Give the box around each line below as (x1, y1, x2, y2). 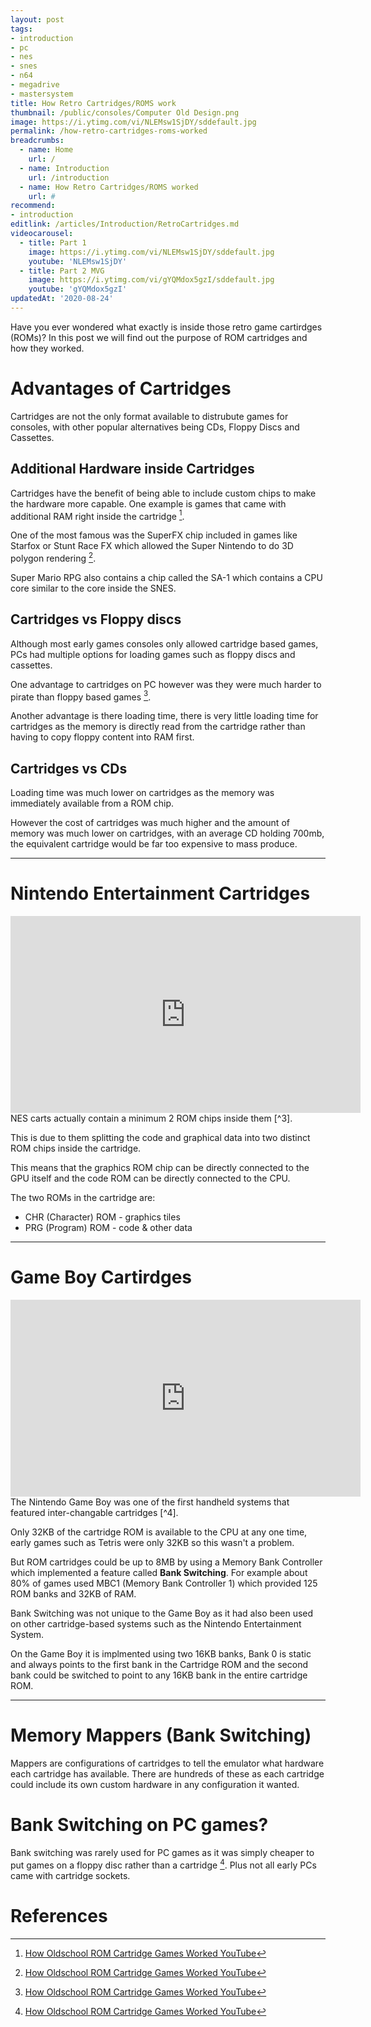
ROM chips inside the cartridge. (10, 1142, 142, 1155)
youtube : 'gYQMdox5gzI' (28, 284, 128, 295)
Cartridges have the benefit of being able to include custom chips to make (10, 487, 317, 499)
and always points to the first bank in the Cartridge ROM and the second (10, 1659, 309, 1671)
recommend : (10, 201, 56, 211)
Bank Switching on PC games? (10, 1814, 269, 1836)
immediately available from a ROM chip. (10, 797, 174, 810)
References (10, 1904, 108, 1927)
